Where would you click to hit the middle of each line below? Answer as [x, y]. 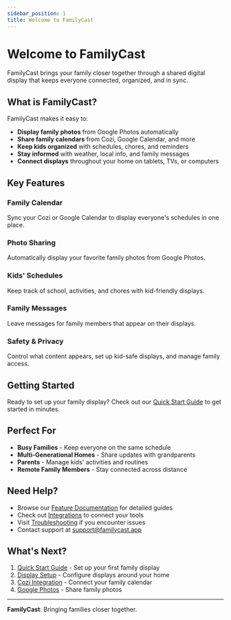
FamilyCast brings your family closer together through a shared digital [106, 73]
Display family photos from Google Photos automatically [98, 132]
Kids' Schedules [35, 276]
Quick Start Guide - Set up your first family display [88, 568]
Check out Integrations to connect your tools [80, 515]
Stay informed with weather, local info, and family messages [103, 154]
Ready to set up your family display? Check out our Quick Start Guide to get [114, 402]
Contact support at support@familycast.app [79, 529]
